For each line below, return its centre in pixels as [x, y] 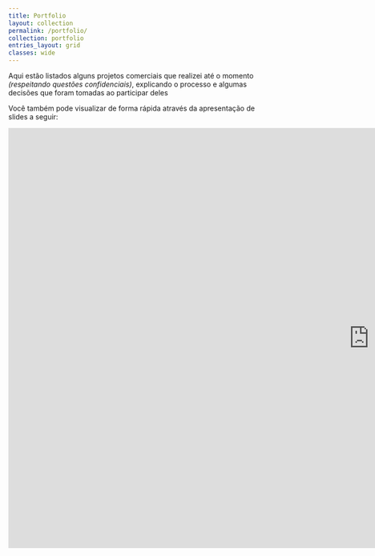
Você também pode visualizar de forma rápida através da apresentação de [131, 108]
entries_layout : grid [44, 46]
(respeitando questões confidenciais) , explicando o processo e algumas [127, 84]
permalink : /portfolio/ [48, 30]
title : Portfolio [37, 16]
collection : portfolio [46, 38]
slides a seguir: [33, 117]
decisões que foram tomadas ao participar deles [88, 93]
